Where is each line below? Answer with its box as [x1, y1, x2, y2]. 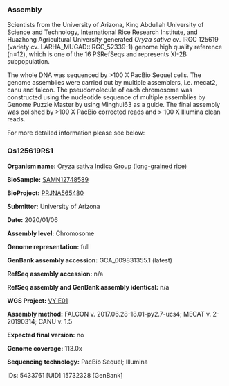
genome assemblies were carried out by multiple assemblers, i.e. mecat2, [7, 78, 218, 87]
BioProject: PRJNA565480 [7, 189, 84, 197]
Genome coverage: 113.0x [7, 344, 82, 352]
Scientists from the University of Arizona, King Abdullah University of [7, 21, 204, 29]
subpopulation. [7, 58, 50, 66]
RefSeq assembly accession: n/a [7, 269, 104, 278]
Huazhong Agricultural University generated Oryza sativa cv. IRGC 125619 [7, 35, 219, 44]
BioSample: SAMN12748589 [7, 175, 89, 183]
